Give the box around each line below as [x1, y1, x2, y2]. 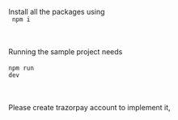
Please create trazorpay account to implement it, [8, 103, 172, 112]
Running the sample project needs [8, 47, 123, 56]
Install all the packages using [8, 7, 105, 16]
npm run [8, 64, 35, 72]
